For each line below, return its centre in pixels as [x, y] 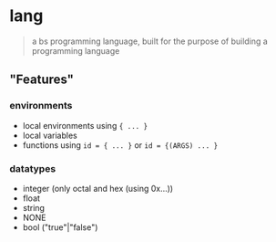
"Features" [42, 80]
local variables [50, 135]
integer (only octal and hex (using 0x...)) [98, 188]
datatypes [33, 168]
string [34, 207]
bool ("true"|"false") [60, 227]
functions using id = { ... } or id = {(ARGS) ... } [120, 145]
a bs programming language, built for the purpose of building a [150, 41]
